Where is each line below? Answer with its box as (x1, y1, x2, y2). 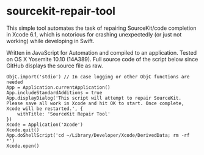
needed (6, 79, 23, 85)
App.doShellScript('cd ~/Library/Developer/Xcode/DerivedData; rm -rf (6, 132, 190, 138)
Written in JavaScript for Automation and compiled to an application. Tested (6, 49, 197, 56)
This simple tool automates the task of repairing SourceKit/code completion (6, 24, 197, 32)
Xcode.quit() (6, 126, 40, 133)
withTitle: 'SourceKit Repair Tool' (17, 111, 111, 117)
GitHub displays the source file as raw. (6, 62, 103, 69)
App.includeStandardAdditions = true (6, 89, 103, 95)
